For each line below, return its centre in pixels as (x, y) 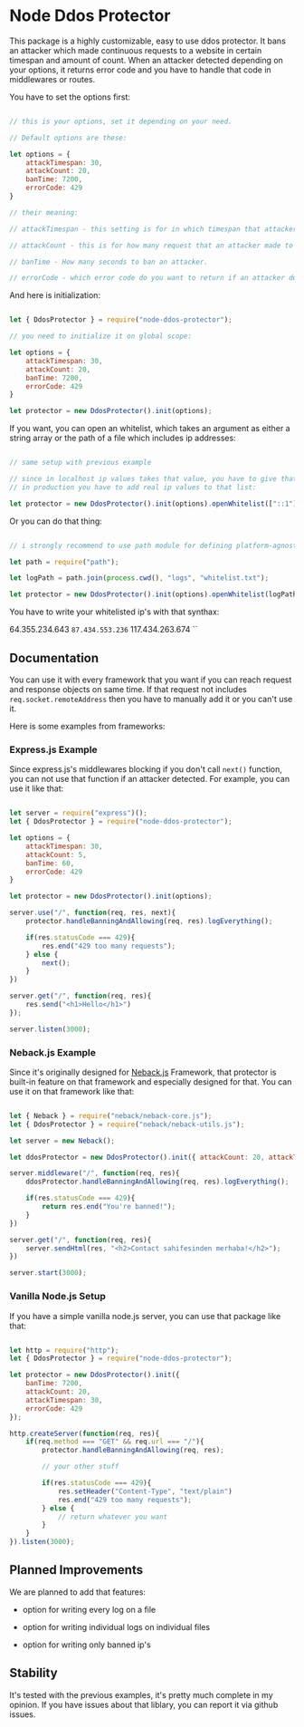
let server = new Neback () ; (62, 1141)
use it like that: (37, 788)
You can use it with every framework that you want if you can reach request (151, 680)
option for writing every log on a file (89, 1609)
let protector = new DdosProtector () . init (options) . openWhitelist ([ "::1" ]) (155, 504)
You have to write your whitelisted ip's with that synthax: (114, 612)
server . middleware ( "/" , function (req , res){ (95, 1173)
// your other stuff (81, 1467)
